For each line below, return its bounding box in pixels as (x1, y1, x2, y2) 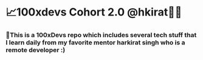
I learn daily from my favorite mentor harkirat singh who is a (5, 38, 185, 47)
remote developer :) (5, 46, 66, 55)
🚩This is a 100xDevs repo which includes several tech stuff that (5, 31, 197, 40)
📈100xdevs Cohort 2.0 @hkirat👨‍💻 (5, 5, 182, 19)
